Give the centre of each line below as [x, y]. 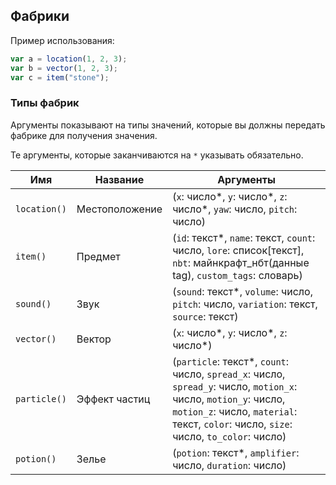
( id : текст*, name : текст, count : [244, 237]
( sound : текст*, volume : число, [242, 291]
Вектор [94, 339]
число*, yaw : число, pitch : [235, 209]
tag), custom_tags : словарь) [237, 275]
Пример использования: [62, 40]
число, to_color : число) [229, 436]
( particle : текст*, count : [231, 361]
